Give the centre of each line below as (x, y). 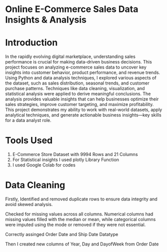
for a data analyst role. (28, 120)
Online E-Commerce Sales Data (72, 9)
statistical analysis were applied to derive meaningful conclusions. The (78, 94)
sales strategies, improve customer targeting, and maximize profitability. (79, 104)
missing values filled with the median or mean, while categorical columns (80, 219)
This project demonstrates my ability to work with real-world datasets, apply (84, 110)
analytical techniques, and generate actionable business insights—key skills (83, 115)
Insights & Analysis (46, 20)
